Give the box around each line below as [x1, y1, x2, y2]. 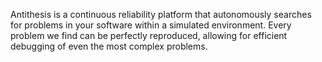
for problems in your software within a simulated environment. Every [10, 19, 292, 31]
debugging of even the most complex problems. [10, 40, 208, 52]
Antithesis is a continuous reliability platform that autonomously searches [10, 9, 312, 20]
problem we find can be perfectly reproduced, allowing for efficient [10, 30, 288, 41]
